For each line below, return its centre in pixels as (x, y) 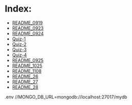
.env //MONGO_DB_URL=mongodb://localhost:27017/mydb (66, 97)
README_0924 (28, 33)
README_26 (25, 76)
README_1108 (27, 71)
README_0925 (28, 60)
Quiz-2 (19, 44)
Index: (18, 9)
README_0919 (27, 23)
